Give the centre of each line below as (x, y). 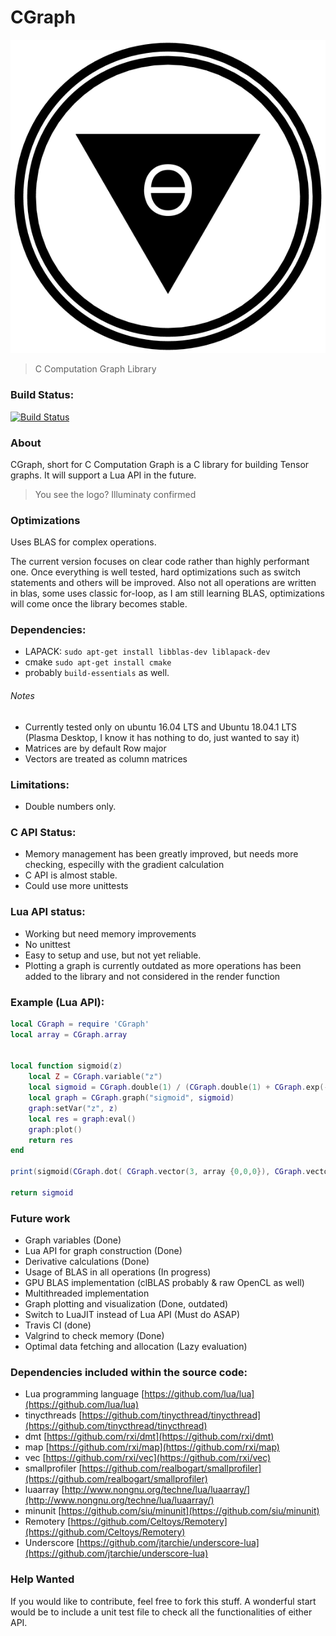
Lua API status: (48, 912)
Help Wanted (42, 1579)
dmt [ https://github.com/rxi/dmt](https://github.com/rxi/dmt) (149, 1437)
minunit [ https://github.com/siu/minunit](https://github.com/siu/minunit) (172, 1511)
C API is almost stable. (71, 875)
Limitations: (40, 784)
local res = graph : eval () (82, 1119)
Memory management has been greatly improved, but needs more (161, 854)
